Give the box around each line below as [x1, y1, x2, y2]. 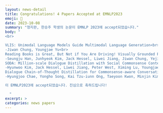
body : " [5, 29, 21, 34]
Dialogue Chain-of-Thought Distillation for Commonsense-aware [5, 70, 136, 75]
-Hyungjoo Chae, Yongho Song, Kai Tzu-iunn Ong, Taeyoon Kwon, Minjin [5, 74, 151, 79]
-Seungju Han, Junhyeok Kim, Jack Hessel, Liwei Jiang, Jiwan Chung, [5, 56, 149, 61]
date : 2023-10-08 [5, 20, 40, 26]
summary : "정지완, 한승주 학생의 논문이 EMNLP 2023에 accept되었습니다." [5, 25, 139, 30]
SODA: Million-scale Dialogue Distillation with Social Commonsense [5, 61, 147, 66]
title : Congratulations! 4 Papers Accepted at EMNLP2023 [5, 12, 123, 16]
